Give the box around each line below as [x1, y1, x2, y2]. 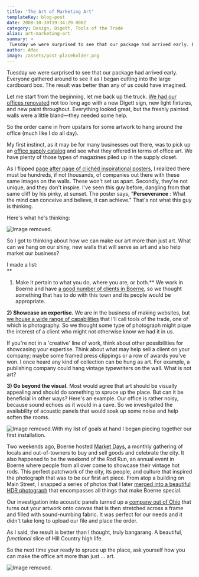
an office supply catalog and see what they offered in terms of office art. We [6, 147, 193, 154]
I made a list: [6, 261, 38, 268]
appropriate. [15, 297, 46, 304]
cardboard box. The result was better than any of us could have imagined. [6, 81, 187, 89]
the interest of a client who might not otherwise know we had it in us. [6, 328, 175, 335]
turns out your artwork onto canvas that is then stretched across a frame [6, 504, 184, 511]
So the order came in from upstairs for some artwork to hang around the [6, 123, 182, 130]
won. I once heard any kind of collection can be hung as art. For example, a [6, 358, 190, 365]
